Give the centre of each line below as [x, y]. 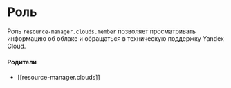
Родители [22, 62]
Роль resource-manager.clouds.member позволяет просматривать [101, 31]
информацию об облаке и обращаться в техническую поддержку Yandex [116, 38]
